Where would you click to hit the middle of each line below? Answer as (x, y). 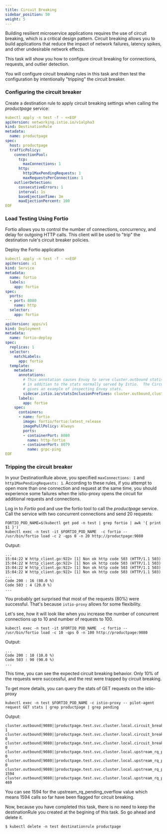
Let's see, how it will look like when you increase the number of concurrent (82, 614)
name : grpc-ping (44, 449)
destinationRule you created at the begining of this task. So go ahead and (80, 812)
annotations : (32, 375)
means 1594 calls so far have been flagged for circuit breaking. (70, 797)
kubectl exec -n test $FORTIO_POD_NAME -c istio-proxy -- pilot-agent (80, 703)
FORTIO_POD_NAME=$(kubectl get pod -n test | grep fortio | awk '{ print (83, 523)
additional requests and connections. (43, 499)
